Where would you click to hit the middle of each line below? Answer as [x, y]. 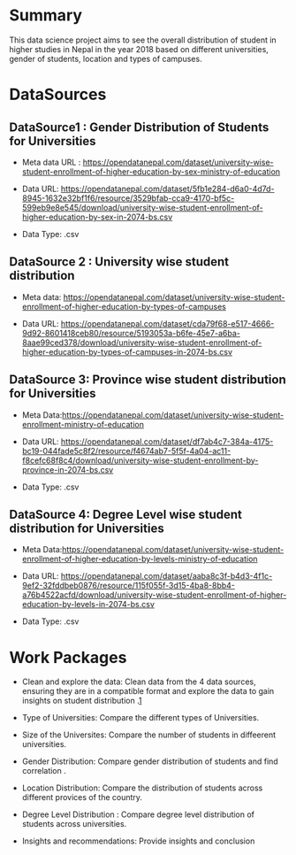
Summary [46, 15]
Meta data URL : [51, 162]
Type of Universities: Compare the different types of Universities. [140, 718]
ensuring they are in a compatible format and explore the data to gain [148, 691]
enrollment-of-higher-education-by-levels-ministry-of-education [140, 559]
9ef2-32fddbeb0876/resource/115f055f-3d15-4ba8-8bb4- [129, 586]
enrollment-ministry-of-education [83, 424]
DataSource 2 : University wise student [119, 262]
